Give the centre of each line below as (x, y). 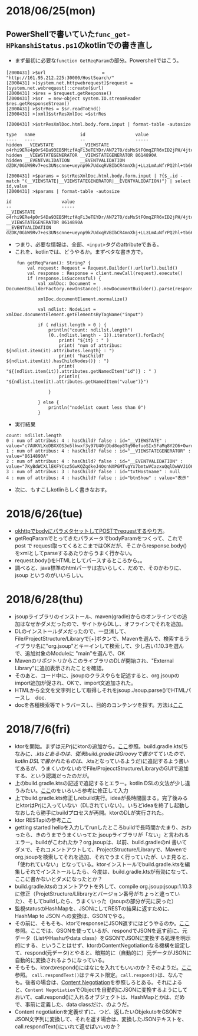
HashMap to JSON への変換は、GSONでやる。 (71, 916)
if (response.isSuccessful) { (64, 278)
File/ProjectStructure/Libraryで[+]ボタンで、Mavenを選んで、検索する (99, 638)
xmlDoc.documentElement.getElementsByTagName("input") (75, 314)
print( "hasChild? (81, 356)
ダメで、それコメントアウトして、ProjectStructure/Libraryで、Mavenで (101, 849)
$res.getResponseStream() (38, 104)
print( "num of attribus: (90, 346)
